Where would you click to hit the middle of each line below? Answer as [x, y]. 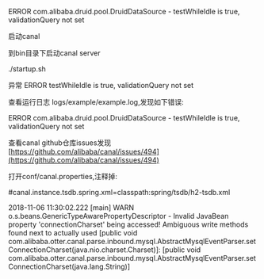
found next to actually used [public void [73, 233]
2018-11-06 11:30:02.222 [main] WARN [71, 208]
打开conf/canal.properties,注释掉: [63, 176]
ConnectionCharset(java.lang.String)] [69, 266]
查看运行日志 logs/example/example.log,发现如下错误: [96, 102]
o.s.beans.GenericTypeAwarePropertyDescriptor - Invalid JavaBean [119, 216]
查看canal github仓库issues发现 [60, 143]
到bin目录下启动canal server [54, 53]
